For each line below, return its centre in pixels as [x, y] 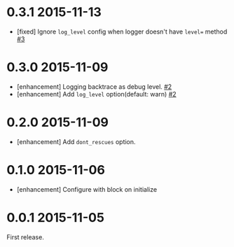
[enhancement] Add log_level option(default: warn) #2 [96, 94]
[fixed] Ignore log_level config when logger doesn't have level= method [122, 31]
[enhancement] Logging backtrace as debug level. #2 [94, 86]
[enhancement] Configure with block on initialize [87, 189]
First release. [26, 237]
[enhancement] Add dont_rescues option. [76, 141]
